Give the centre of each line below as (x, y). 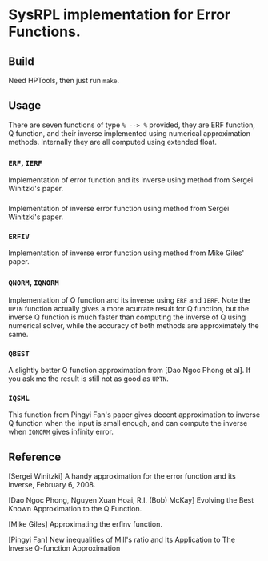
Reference (35, 457)
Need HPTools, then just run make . (64, 80)
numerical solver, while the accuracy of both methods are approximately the (134, 325)
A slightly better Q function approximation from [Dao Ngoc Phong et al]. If (130, 370)
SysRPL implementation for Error (119, 15)
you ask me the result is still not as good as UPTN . (89, 379)
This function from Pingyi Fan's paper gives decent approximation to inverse (134, 415)
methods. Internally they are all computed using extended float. (113, 142)
